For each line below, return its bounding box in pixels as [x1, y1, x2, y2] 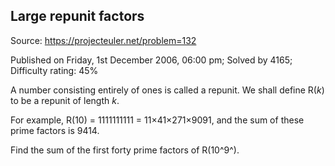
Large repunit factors [10, 8, 145, 25]
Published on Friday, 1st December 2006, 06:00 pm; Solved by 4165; [10, 54, 293, 66]
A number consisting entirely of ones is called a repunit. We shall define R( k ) [10, 84, 325, 96]
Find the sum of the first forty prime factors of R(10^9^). [10, 144, 240, 156]
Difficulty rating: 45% [10, 64, 99, 76]
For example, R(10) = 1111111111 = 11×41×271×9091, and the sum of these [10, 114, 305, 126]
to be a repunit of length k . [10, 94, 120, 106]
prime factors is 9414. [10, 124, 100, 136]
